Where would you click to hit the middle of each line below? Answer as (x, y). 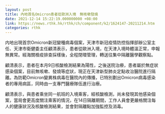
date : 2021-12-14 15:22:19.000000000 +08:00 (51, 19)
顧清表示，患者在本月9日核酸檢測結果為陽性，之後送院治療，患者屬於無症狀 (82, 65)
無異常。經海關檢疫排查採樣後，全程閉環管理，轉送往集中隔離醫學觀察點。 (80, 55)
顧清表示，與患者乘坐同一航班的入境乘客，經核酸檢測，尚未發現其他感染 (78, 94)
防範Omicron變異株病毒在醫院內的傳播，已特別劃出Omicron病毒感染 (87, 78)
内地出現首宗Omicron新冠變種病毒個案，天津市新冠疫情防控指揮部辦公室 (78, 43)
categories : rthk (23, 28)
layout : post (18, 10)
